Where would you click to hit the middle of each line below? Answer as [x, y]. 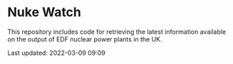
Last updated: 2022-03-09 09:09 [56, 53]
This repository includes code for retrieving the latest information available [117, 32]
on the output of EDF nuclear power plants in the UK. [85, 39]
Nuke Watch [45, 12]
